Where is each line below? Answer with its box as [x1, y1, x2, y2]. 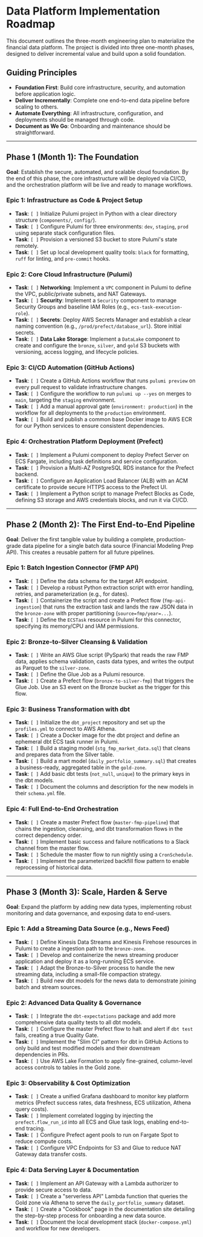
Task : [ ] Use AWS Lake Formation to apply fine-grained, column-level [14, 1058, 193, 1065]
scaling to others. [14, 103, 59, 110]
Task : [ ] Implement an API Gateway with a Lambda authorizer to [14, 1179, 179, 1187]
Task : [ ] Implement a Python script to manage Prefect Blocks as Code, [14, 490, 195, 497]
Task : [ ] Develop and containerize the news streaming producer [14, 951, 179, 958]
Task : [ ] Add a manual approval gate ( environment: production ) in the [14, 403, 193, 410]
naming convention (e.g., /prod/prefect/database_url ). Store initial [14, 322, 182, 330]
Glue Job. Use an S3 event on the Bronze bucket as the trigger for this [14, 684, 190, 691]
